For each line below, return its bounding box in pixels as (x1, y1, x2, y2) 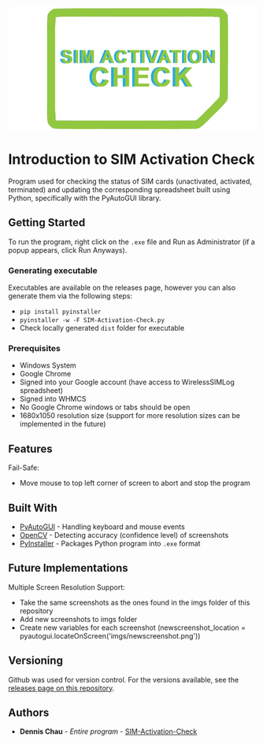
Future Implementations (8, 561, 128, 575)
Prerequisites (8, 342, 61, 353)
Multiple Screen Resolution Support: (8, 582, 126, 592)
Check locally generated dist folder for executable (19, 324, 185, 333)
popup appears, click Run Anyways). (8, 245, 128, 254)
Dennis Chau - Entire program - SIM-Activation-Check (19, 727, 198, 736)
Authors (8, 705, 50, 719)
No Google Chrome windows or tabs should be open (19, 402, 191, 412)
